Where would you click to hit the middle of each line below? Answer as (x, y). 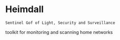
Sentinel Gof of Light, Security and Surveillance (60, 23)
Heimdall (25, 9)
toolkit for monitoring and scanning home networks (59, 32)
